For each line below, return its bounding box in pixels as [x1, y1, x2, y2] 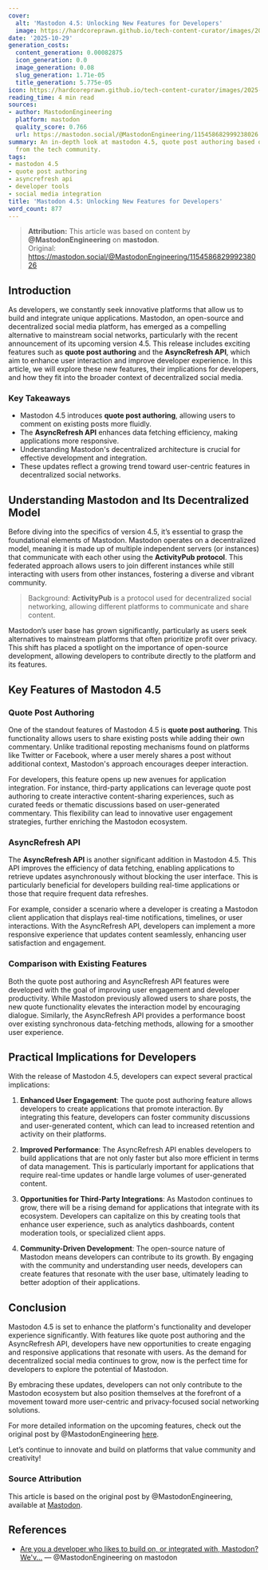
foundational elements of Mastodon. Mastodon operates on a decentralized [8, 536, 257, 545]
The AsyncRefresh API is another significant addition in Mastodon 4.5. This [8, 855, 257, 865]
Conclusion [8, 1301, 67, 1314]
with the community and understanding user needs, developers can [19, 1261, 243, 1271]
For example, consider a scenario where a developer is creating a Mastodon [8, 904, 258, 914]
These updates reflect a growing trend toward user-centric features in [19, 462, 250, 471]
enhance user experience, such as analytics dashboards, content [19, 1219, 235, 1230]
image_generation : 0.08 [15, 64, 94, 72]
